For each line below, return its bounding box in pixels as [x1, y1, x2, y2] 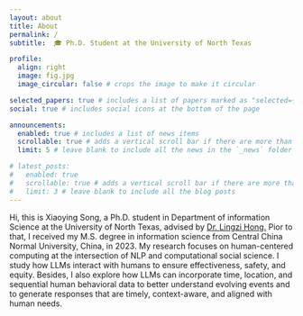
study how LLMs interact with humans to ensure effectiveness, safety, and [9, 259, 286, 270]
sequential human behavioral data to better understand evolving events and [9, 278, 290, 289]
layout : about [9, 13, 63, 23]
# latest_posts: [9, 162, 70, 171]
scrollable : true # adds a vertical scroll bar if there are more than [17, 137, 293, 147]
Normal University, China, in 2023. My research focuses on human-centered [9, 240, 294, 251]
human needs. [9, 298, 63, 309]
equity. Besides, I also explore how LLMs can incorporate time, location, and [9, 269, 293, 280]
